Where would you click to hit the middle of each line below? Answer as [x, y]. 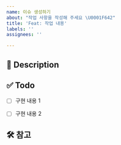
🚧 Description [33, 65]
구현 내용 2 [28, 114]
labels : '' [20, 29]
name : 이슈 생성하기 [28, 12]
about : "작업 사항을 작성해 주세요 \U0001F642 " [61, 18]
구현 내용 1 [28, 101]
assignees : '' [24, 35]
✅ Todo [21, 85]
